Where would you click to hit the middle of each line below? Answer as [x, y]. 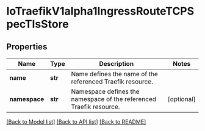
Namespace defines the [105, 91]
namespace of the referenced [114, 99]
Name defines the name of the [115, 74]
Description [117, 64]
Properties [27, 47]
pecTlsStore [38, 24]
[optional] [182, 99]
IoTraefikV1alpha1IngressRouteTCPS [100, 11]
